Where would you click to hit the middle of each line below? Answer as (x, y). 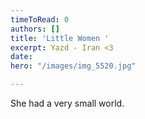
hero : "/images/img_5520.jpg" (73, 66)
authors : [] (35, 29)
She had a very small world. (67, 103)
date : (21, 57)
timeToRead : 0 (40, 19)
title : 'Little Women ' (60, 38)
